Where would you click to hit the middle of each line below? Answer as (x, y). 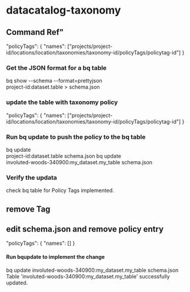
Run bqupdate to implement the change (55, 257)
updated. (17, 283)
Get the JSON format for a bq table (56, 67)
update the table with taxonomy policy (62, 102)
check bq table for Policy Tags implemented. (60, 190)
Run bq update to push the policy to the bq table (76, 137)
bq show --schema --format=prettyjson (54, 81)
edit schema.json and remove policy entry (85, 229)
